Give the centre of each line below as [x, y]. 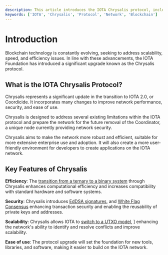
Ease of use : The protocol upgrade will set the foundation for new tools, [79, 242]
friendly [13, 148]
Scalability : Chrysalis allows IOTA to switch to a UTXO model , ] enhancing [82, 222]
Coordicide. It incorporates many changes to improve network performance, [84, 102]
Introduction [31, 39]
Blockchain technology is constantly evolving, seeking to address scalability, [84, 53]
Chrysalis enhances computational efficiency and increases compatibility [80, 186]
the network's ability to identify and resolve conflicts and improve [72, 227]
